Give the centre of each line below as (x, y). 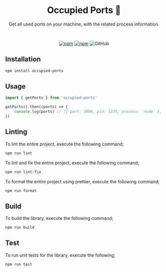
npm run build (20, 227)
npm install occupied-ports (34, 71)
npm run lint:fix (23, 172)
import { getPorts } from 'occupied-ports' (51, 98)
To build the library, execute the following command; (59, 218)
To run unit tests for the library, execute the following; (60, 255)
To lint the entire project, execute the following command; (64, 144)
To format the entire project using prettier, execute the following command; (82, 181)
